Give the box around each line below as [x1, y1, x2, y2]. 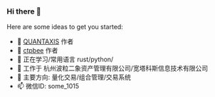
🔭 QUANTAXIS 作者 [16, 37, 74, 46]
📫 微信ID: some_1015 [16, 82, 80, 91]
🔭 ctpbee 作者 [16, 46, 58, 55]
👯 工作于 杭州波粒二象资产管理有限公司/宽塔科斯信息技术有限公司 [16, 64, 208, 73]
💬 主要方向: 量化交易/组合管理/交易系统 [16, 73, 131, 81]
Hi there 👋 [6, 6, 42, 16]
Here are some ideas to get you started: [6, 23, 124, 31]
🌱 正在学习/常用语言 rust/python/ [16, 55, 114, 63]
